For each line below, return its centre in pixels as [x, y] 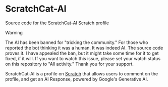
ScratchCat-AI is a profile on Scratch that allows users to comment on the [82, 73]
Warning [14, 32]
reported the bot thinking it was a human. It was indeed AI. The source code [84, 48]
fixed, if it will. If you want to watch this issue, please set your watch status [83, 58]
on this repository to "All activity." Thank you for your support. [69, 64]
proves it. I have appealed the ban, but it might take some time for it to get [82, 53]
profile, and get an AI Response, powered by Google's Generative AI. [77, 79]
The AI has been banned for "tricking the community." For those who [77, 42]
